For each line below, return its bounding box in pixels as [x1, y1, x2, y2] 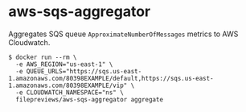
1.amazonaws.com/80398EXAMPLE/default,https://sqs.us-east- [8, 74, 215, 82]
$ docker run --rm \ [8, 53, 78, 61]
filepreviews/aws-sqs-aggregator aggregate [15, 95, 163, 103]
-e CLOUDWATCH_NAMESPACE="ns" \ [15, 88, 125, 97]
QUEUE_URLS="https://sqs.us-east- [26, 67, 142, 75]
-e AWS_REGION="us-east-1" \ [15, 60, 113, 68]
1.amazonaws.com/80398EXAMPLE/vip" [8, 81, 128, 89]
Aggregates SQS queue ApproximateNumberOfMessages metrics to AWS [8, 29, 239, 39]
